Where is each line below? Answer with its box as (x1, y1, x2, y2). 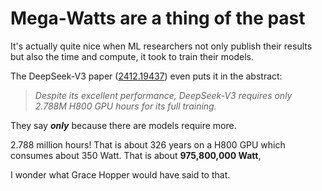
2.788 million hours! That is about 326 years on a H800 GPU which (10, 138, 286, 151)
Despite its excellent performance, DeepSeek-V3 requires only (34, 89, 293, 101)
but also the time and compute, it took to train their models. (10, 50, 255, 62)
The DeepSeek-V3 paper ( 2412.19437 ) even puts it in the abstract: (10, 70, 283, 82)
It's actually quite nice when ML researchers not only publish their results (10, 40, 313, 52)
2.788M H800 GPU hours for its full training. (34, 100, 217, 112)
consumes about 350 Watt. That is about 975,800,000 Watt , (10, 149, 262, 161)
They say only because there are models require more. (10, 119, 237, 131)
